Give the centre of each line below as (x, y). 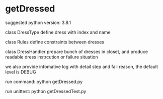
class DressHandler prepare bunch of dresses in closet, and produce (77, 51)
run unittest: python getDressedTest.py (46, 91)
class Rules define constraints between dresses (55, 42)
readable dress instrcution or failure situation (52, 57)
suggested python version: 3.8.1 (38, 22)
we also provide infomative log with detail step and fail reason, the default (82, 66)
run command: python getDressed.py (44, 81)
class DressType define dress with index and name (58, 32)
